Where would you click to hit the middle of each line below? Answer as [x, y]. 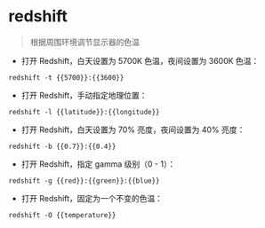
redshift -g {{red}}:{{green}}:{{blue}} [84, 181]
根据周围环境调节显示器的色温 [84, 42]
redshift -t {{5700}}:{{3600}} [66, 77]
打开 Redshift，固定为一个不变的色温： [92, 198]
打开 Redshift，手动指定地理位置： [84, 95]
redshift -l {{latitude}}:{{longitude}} [84, 112]
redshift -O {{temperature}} [62, 215]
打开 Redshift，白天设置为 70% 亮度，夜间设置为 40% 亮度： [133, 130]
